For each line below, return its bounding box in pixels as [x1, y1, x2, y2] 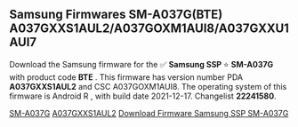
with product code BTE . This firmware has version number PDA [9, 71, 244, 83]
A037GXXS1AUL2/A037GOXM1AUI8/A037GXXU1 [9, 21, 289, 36]
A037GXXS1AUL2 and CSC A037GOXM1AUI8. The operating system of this [9, 81, 287, 91]
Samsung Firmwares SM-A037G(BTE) [9, 7, 223, 22]
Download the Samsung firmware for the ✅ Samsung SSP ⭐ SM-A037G [9, 59, 274, 69]
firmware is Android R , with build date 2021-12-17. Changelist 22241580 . [9, 91, 278, 101]
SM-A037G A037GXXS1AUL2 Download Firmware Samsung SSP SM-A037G [9, 107, 289, 118]
